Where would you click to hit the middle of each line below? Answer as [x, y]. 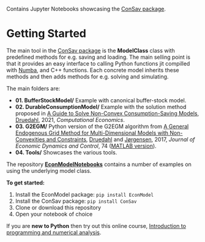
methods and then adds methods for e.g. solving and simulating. [88, 77]
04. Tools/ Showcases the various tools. [66, 152]
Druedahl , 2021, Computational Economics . [70, 119]
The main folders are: [33, 88]
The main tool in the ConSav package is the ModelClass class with [91, 50]
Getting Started [47, 34]
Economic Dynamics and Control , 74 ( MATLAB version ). [86, 146]
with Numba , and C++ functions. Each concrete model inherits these [93, 70]
